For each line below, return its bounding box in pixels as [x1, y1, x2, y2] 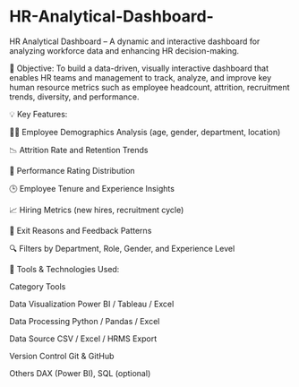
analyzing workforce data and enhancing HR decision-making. [9, 45, 240, 56]
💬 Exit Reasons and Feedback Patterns [9, 225, 152, 236]
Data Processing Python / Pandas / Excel [9, 315, 160, 326]
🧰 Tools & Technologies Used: [9, 263, 120, 274]
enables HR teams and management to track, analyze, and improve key [9, 72, 272, 82]
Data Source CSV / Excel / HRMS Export [9, 333, 158, 344]
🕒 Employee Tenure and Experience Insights [9, 183, 175, 193]
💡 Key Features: [9, 108, 68, 119]
